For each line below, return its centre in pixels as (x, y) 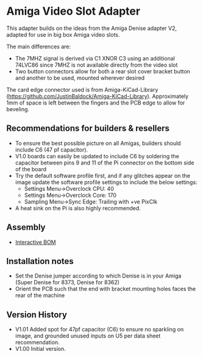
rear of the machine (40, 295)
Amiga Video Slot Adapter (73, 11)
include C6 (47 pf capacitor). (52, 149)
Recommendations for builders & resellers (88, 129)
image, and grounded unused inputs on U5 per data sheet (88, 336)
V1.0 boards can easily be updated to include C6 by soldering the (97, 156)
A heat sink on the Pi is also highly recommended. (78, 208)
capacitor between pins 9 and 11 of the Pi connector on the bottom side (105, 163)
